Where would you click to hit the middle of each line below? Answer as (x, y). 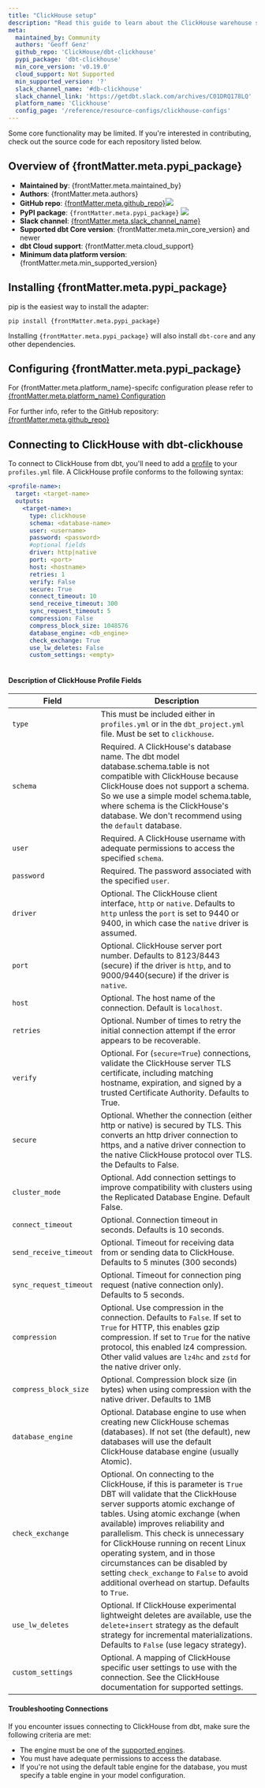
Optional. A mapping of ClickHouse (166, 1658)
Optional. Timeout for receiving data (167, 1243)
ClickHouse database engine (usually (170, 1452)
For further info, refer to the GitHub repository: (84, 412)
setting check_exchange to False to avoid (174, 1573)
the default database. (141, 826)
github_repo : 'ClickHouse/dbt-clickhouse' (86, 52)
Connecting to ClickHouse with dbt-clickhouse (126, 444)
